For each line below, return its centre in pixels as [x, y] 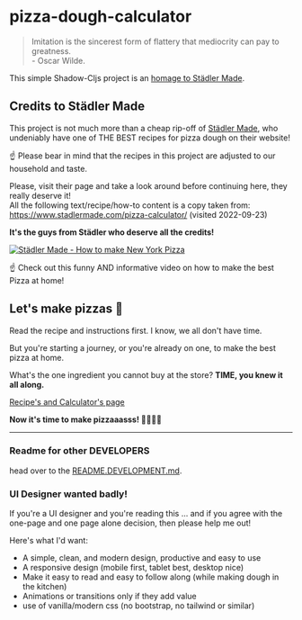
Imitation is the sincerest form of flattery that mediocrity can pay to [155, 41]
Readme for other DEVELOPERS [80, 451]
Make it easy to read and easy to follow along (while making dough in [151, 577]
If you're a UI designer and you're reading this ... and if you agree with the [146, 514]
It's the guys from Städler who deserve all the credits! [112, 232]
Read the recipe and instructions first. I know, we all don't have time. [136, 330]
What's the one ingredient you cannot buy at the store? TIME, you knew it [146, 374]
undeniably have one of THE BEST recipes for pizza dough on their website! [150, 138]
